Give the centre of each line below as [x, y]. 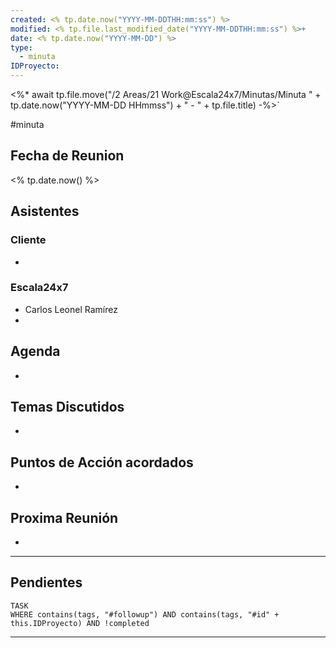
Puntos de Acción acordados [102, 462]
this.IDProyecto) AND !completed [80, 623]
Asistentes [45, 211]
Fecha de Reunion [67, 156]
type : [21, 47]
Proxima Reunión [64, 517]
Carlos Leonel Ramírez [71, 309]
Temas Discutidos [67, 407]
